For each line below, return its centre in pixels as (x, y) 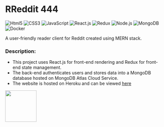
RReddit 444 (32, 9)
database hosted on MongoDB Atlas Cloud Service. (65, 78)
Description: (20, 51)
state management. (41, 68)
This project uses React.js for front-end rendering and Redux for (78, 62)
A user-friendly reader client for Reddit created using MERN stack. (73, 38)
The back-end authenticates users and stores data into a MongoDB (82, 73)
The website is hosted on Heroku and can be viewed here (72, 83)
